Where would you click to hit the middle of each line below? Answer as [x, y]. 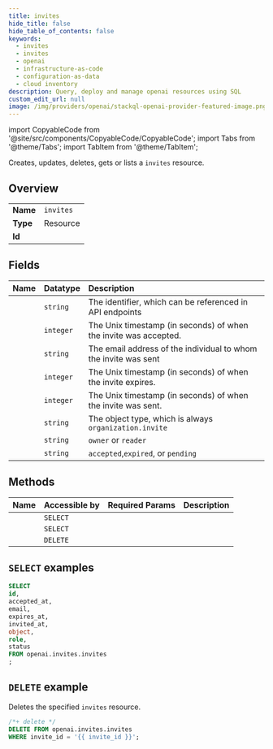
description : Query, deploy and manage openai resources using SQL [125, 91]
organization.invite [128, 428]
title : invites [34, 16]
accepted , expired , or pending [143, 453]
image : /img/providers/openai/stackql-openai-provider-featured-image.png [138, 106]
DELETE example [48, 687]
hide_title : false [39, 24]
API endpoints [115, 312]
